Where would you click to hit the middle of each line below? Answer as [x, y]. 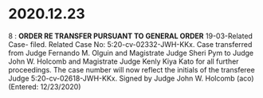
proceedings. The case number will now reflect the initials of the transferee [131, 69]
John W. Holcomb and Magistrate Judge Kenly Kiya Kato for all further [124, 61]
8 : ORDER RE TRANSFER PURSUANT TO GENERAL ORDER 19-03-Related [131, 36]
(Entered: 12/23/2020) [45, 86]
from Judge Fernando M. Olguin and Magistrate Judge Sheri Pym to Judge [131, 53]
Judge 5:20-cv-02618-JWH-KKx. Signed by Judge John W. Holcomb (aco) [131, 78]
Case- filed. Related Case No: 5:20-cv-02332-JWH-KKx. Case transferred [130, 44]
